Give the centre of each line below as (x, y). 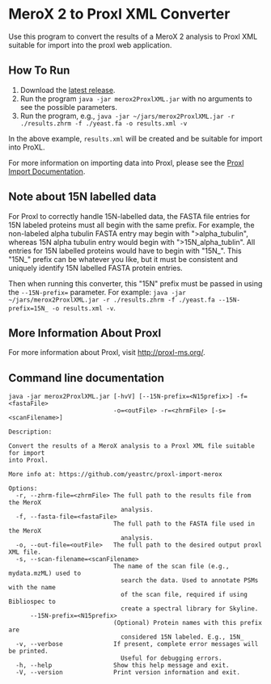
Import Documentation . (47, 171)
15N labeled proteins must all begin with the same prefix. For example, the (131, 225)
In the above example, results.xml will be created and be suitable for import (135, 138)
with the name (32, 588)
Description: (30, 432)
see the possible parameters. (69, 107)
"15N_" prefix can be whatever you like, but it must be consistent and (123, 259)
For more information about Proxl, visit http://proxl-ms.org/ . (107, 353)
